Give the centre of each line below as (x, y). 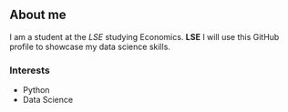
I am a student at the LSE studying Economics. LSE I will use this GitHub (144, 36)
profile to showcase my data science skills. (90, 46)
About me (38, 15)
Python (36, 90)
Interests (30, 70)
